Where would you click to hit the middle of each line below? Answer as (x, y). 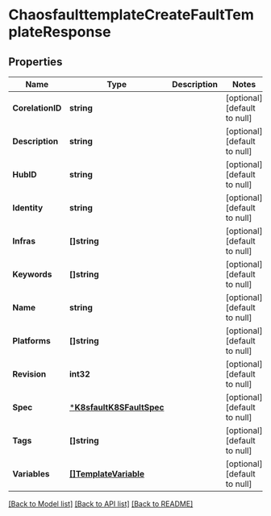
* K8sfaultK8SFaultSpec (117, 407)
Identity (28, 208)
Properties (35, 62)
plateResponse (60, 32)
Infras (24, 241)
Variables (31, 474)
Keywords (32, 274)
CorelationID (37, 108)
